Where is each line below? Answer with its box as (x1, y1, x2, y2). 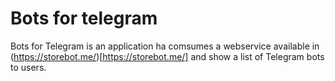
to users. (10, 61, 47, 73)
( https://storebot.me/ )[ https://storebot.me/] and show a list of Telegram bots (10, 50, 325, 62)
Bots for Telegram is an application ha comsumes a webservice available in (10, 40, 320, 52)
